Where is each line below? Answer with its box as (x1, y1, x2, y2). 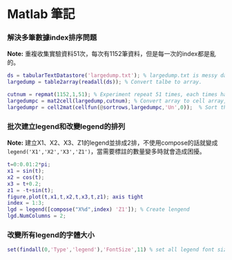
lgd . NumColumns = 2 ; (7, 212, 67, 220)
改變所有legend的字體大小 (7, 230, 95, 239)
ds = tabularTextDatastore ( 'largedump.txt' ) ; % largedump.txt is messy (7, 72, 217, 80)
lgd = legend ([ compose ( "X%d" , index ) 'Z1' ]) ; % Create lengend (7, 206, 190, 213)
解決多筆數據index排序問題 (7, 32, 97, 42)
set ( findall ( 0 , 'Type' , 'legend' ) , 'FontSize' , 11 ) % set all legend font (7, 246, 215, 253)
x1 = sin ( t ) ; (7, 167, 45, 175)
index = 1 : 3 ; (7, 200, 45, 207)
